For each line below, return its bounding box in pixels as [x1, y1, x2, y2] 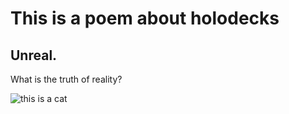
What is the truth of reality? [10, 73, 123, 85]
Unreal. [10, 47, 58, 64]
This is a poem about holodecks [10, 7, 280, 30]
